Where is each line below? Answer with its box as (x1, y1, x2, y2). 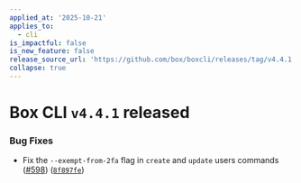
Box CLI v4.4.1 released (9, 103, 190, 123)
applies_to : (9, 22, 54, 31)
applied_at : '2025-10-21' (9, 13, 106, 23)
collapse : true (9, 64, 67, 73)
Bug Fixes (9, 134, 54, 147)
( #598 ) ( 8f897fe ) (22, 164, 85, 176)
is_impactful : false (9, 38, 87, 48)
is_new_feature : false (9, 47, 95, 56)
